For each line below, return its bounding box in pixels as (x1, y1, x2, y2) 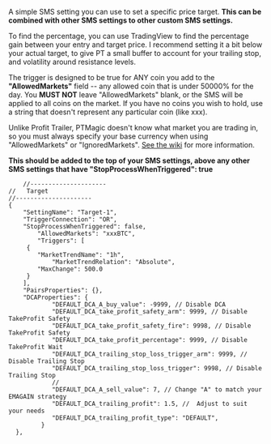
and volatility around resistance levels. (8, 57, 136, 66)
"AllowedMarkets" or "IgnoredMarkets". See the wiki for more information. (8, 140, 255, 149)
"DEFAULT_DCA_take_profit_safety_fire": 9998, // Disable (51, 322, 252, 330)
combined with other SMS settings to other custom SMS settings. (8, 15, 233, 25)
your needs (8, 407, 45, 415)
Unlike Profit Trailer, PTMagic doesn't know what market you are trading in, (8, 123, 259, 132)
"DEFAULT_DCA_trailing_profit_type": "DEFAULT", (51, 414, 219, 422)
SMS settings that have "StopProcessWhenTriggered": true (8, 164, 214, 173)
